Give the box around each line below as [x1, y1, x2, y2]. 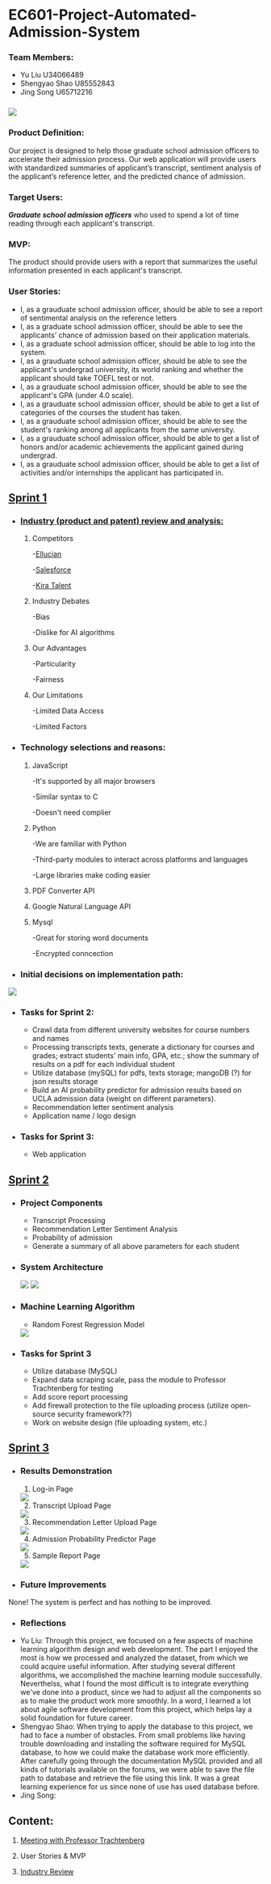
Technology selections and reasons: [19, 742, 166, 753]
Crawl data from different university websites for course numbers [31, 1025, 250, 1035]
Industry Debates [31, 596, 90, 606]
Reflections [19, 1617, 67, 1628]
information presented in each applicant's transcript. [8, 265, 183, 276]
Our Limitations [31, 690, 83, 701]
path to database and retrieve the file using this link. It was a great [19, 1773, 240, 1783]
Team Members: [8, 52, 74, 63]
